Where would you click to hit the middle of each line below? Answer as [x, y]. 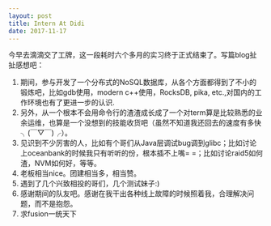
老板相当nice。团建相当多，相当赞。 [80, 173]
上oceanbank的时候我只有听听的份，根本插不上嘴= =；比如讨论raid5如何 [142, 153]
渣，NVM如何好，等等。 [60, 164]
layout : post [30, 16]
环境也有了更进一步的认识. [71, 103]
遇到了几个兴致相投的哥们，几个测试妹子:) [90, 184]
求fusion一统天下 [48, 214]
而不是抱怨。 [56, 204]
